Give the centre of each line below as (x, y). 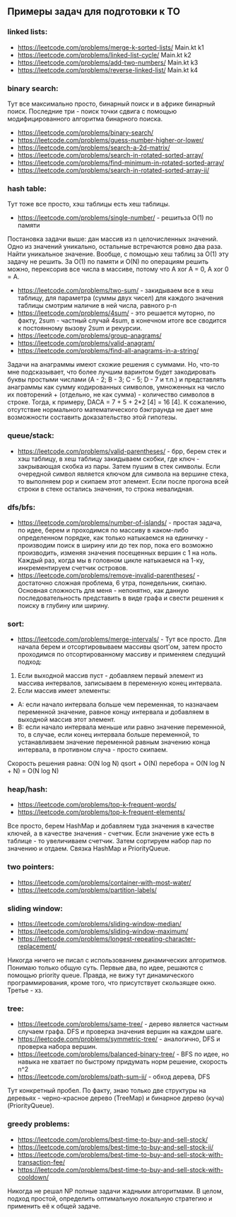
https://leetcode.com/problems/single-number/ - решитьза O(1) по (115, 218)
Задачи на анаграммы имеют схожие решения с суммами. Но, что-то (113, 365)
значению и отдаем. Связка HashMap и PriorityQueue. (89, 849)
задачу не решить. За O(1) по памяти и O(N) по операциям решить (108, 262)
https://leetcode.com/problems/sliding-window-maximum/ (103, 931)
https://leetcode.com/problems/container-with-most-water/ (105, 882)
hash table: (27, 189)
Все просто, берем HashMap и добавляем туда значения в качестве (111, 826)
